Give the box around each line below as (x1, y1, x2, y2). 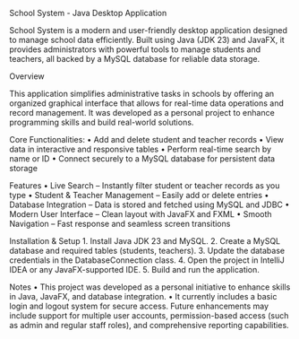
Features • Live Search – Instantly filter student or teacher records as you (9, 180, 280, 191)
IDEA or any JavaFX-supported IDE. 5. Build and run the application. (9, 265, 260, 274)
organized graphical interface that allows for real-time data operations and (9, 98, 285, 109)
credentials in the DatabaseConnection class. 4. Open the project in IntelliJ (9, 255, 285, 265)
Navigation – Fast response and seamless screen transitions (9, 219, 231, 229)
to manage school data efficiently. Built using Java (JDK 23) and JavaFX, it (9, 35, 285, 45)
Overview (9, 71, 45, 82)
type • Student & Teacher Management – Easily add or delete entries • (9, 190, 269, 200)
